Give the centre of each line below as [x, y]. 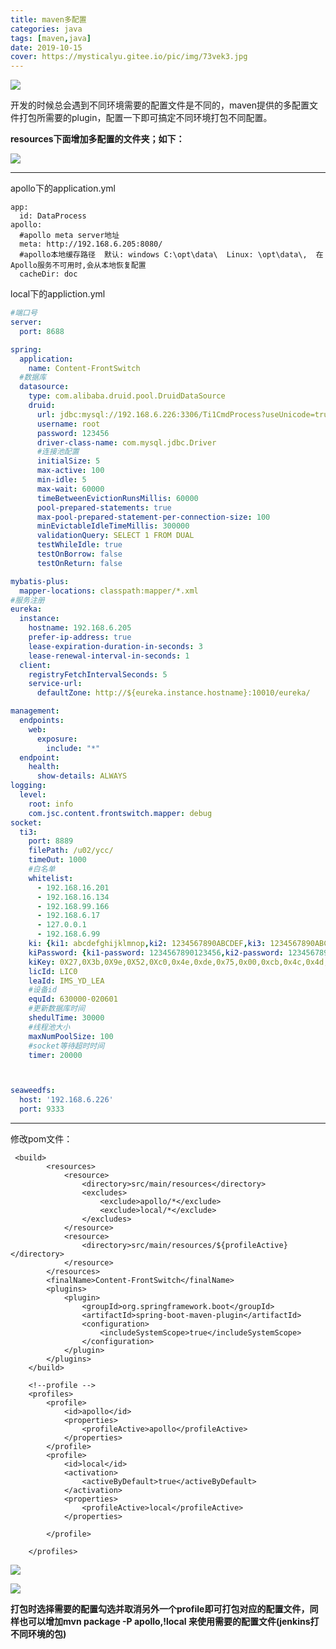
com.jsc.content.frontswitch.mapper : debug [120, 813]
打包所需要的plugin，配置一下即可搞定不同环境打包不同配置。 [145, 118]
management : [35, 711]
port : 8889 [51, 841]
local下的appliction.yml [58, 294]
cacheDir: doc [48, 274]
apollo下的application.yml [63, 188]
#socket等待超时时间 [66, 1046]
